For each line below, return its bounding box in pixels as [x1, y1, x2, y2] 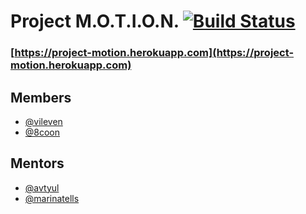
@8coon [24, 126, 61, 138]
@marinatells [24, 192, 80, 204]
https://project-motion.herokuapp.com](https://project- [14, 46, 295, 60]
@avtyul [24, 181, 60, 194]
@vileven [24, 115, 63, 127]
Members [10, 89, 72, 106]
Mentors [10, 155, 65, 172]
